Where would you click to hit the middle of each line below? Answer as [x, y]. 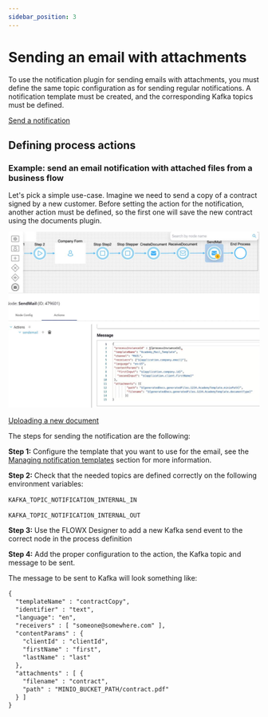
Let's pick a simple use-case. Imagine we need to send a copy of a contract [133, 195]
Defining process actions [72, 145]
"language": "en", [46, 618]
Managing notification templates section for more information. [110, 460]
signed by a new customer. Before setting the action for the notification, [126, 204]
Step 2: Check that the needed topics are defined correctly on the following [133, 475]
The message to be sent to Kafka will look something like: [103, 578]
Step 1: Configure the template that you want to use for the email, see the [129, 451]
